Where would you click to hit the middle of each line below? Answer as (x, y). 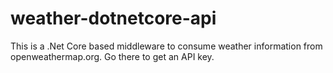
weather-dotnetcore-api (113, 18)
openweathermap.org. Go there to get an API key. (112, 56)
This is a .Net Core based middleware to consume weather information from (166, 46)
